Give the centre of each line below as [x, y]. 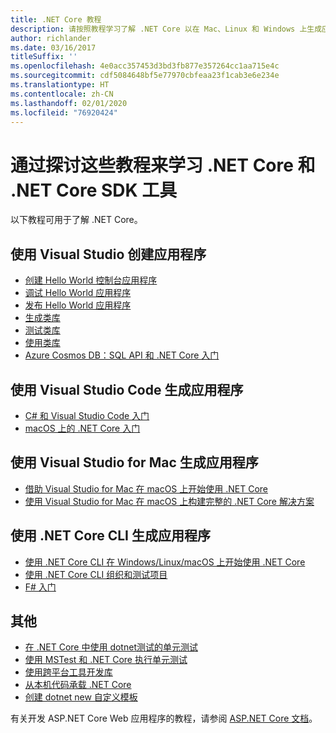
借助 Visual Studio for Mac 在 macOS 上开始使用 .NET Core [146, 488]
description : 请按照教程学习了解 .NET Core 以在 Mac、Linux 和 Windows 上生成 [166, 29]
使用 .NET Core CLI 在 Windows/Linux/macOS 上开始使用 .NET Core [165, 562]
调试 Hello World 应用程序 [78, 293]
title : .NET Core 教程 [56, 19]
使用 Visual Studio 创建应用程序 [108, 254]
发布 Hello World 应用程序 [78, 305]
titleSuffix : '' [44, 57]
